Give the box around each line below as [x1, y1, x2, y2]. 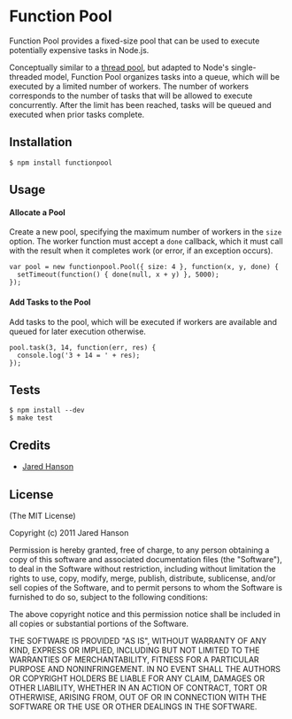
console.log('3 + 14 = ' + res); [17, 351, 141, 359]
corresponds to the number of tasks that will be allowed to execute [9, 90, 253, 101]
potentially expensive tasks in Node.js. [9, 44, 150, 55]
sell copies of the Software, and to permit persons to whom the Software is [9, 582, 283, 592]
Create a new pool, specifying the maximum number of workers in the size [9, 227, 282, 237]
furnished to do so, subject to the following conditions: [9, 591, 208, 602]
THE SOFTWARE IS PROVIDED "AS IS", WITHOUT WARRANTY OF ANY [9, 635, 267, 646]
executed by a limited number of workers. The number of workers [9, 81, 250, 91]
